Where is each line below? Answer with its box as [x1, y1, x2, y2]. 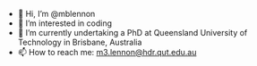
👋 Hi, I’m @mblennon [17, 9, 96, 19]
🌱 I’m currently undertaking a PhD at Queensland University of [17, 28, 248, 37]
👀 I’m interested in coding [17, 18, 113, 29]
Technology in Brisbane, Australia [17, 37, 142, 47]
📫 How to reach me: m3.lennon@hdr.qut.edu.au [17, 47, 197, 57]
